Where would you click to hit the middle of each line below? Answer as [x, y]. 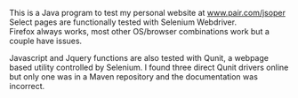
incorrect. [27, 86]
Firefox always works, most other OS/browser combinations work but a [139, 31]
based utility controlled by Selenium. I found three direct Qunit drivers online [149, 67]
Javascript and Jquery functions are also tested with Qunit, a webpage [139, 58]
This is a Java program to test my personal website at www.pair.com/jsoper [148, 13]
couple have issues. [46, 41]
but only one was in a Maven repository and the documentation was [133, 77]
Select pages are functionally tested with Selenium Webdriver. [123, 22]
